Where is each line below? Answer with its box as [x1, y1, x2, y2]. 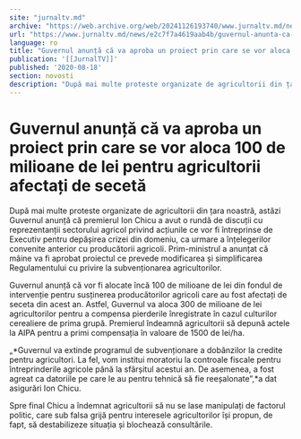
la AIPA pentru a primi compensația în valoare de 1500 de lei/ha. [9, 327, 245, 338]
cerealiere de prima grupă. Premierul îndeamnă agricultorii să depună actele [9, 317, 290, 328]
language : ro [9, 38, 58, 47]
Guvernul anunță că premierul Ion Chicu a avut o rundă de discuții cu [9, 214, 263, 225]
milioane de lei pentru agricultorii [9, 156, 262, 176]
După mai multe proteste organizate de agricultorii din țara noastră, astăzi [9, 205, 281, 216]
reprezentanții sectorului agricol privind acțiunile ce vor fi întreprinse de [9, 224, 273, 235]
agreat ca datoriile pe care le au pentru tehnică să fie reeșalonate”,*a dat [9, 373, 278, 383]
